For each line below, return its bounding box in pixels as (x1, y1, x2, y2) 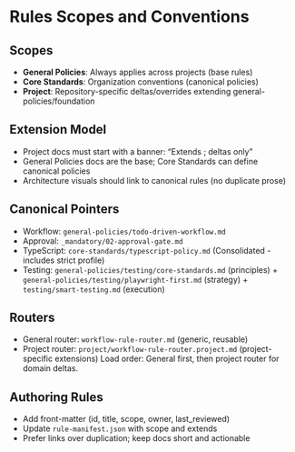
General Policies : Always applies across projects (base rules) (22, 66, 253, 77)
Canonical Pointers (9, 202, 120, 217)
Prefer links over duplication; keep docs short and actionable (22, 433, 251, 444)
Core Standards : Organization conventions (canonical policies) (22, 76, 259, 87)
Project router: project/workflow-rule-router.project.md (22, 344, 238, 355)
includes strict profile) (22, 255, 105, 266)
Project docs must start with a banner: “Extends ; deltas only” (22, 146, 253, 156)
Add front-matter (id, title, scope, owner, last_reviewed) (22, 414, 230, 425)
